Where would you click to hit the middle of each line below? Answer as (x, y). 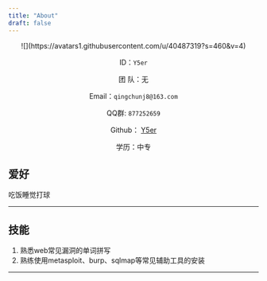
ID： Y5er (133, 62)
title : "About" (33, 16)
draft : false (30, 23)
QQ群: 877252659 (133, 113)
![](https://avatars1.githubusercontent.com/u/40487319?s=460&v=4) (133, 45)
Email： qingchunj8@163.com (133, 96)
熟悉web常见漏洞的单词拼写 (65, 251)
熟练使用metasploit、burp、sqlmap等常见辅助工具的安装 (112, 260)
